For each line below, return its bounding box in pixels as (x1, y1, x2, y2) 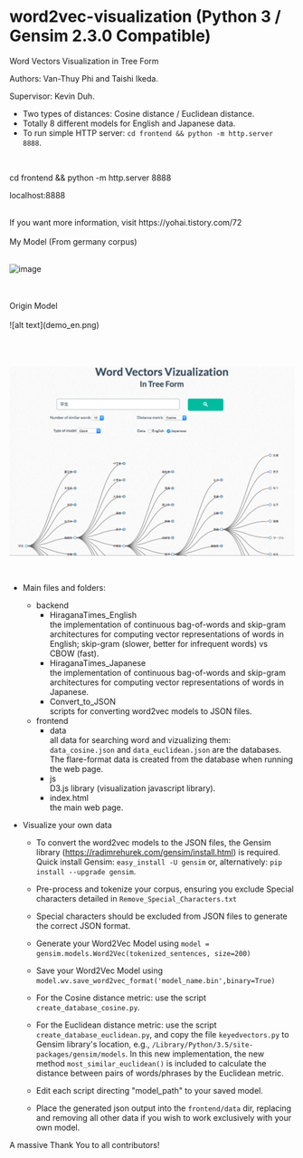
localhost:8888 (9, 189, 66, 200)
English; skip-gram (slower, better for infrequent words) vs (49, 639, 269, 650)
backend (35, 600, 70, 611)
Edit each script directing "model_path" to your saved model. (35, 1086, 264, 1096)
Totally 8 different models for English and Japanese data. (22, 118, 236, 129)
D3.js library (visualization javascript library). (49, 783, 216, 794)
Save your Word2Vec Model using (35, 965, 164, 976)
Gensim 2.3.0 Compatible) (9, 25, 212, 46)
